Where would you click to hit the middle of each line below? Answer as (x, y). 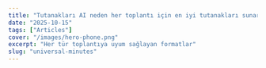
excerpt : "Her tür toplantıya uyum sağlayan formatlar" (102, 45)
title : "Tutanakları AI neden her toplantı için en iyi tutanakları (123, 15)
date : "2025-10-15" (40, 23)
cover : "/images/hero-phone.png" (63, 37)
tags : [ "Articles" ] (40, 30)
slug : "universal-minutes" (53, 52)
